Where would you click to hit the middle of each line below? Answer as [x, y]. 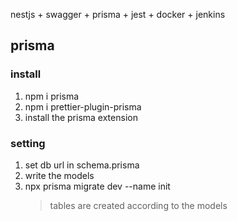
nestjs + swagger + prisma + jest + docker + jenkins [118, 14]
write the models [59, 175]
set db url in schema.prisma [82, 165]
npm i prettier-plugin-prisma [83, 106]
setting [28, 143]
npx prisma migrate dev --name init [97, 186]
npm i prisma [52, 96]
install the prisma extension [81, 117]
